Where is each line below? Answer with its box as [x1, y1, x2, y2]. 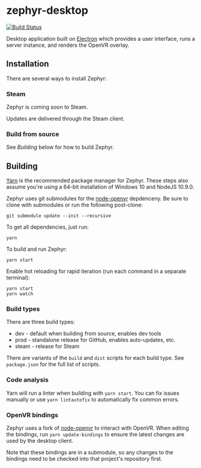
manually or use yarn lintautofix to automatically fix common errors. [6, 395, 179, 403]
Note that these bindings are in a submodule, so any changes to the [6, 449, 174, 456]
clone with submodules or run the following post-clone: [6, 202, 143, 209]
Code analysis [6, 376, 49, 384]
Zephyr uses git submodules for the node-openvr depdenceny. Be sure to [6, 195, 189, 202]
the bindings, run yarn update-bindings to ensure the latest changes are [6, 431, 185, 438]
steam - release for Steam [14, 343, 80, 350]
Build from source [6, 130, 59, 138]
